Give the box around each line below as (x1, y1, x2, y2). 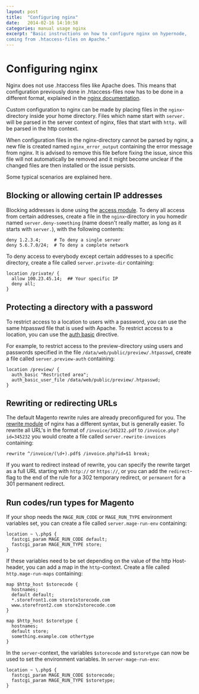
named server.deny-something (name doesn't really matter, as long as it (6, 219, 181, 226)
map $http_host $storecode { (6, 581, 78, 587)
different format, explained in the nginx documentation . (6, 94, 141, 101)
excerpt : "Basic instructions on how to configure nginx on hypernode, (6, 31, 187, 37)
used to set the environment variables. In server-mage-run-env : (6, 656, 160, 663)
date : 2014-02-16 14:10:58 (6, 20, 78, 26)
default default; (11, 592, 55, 598)
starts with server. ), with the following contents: (6, 225, 125, 232)
